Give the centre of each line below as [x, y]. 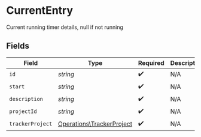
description [26, 99]
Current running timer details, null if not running [65, 27]
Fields [18, 46]
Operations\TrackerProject [95, 124]
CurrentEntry [40, 11]
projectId [23, 111]
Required [151, 62]
